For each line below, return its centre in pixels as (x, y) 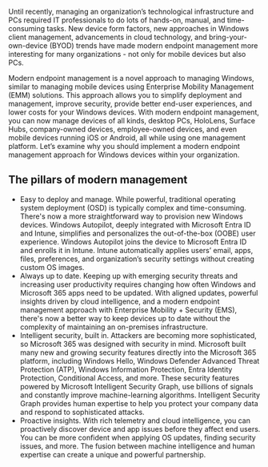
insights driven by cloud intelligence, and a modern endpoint (120, 301)
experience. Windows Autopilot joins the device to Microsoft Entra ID (133, 242)
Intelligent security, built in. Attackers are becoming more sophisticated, (138, 335)
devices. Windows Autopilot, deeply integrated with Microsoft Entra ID (136, 224)
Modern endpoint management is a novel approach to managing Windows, (131, 78)
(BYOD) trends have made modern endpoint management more (154, 46)
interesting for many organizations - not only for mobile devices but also (127, 54)
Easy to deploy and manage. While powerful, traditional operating (128, 199)
